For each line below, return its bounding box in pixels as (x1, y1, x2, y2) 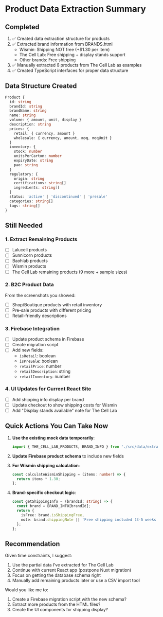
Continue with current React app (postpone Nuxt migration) (12, 567, 131, 573)
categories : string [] (9, 198, 54, 204)
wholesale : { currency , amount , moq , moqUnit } (14, 135, 112, 141)
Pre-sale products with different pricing (12, 307, 91, 313)
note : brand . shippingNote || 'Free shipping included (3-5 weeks (21, 517, 157, 522)
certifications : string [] (14, 181, 67, 186)
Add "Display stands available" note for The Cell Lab (12, 407, 118, 413)
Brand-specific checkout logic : (12, 490, 76, 495)
